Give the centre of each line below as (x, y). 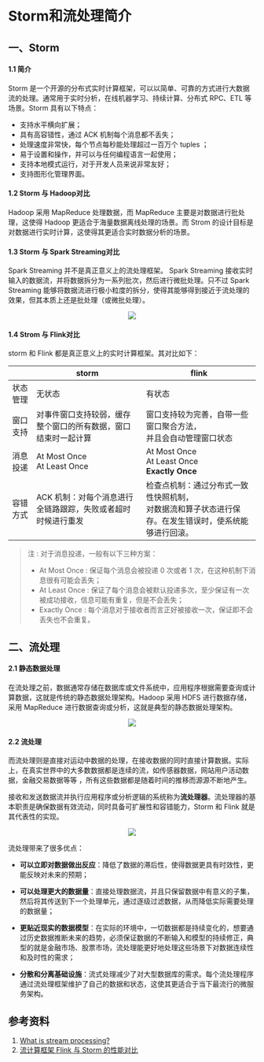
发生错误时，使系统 (205, 521)
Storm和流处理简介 (70, 16)
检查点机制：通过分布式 (189, 485)
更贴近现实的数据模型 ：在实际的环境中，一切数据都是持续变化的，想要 (133, 928)
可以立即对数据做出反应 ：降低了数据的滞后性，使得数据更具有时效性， (133, 865)
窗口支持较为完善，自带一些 (197, 414)
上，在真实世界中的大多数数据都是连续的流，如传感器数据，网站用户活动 (125, 771)
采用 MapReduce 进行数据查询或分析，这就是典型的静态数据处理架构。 (123, 707)
